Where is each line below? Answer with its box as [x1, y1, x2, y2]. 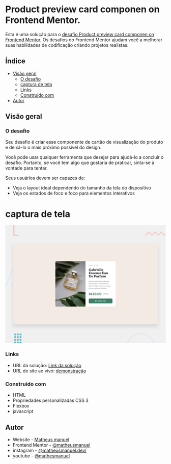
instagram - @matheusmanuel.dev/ [12, 447, 87, 453]
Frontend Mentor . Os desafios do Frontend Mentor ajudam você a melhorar [5, 37, 163, 43]
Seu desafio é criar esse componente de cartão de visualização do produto [5, 139, 163, 145]
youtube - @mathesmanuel [12, 452, 70, 459]
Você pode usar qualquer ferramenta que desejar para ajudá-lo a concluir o [5, 154, 164, 160]
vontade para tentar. [5, 165, 48, 171]
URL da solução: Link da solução [12, 362, 81, 368]
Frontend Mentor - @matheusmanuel [12, 442, 91, 448]
